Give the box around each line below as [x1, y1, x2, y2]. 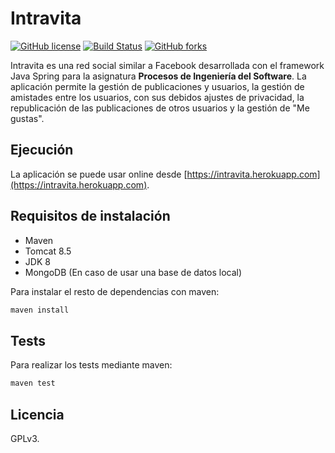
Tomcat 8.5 [24, 245, 72, 257]
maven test [10, 378, 56, 389]
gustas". [10, 112, 45, 124]
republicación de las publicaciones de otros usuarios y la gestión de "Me [10, 102, 310, 114]
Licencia [10, 406, 65, 423]
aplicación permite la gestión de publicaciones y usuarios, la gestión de [10, 80, 305, 92]
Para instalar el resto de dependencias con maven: [10, 285, 220, 297]
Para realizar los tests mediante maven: [10, 359, 173, 371]
